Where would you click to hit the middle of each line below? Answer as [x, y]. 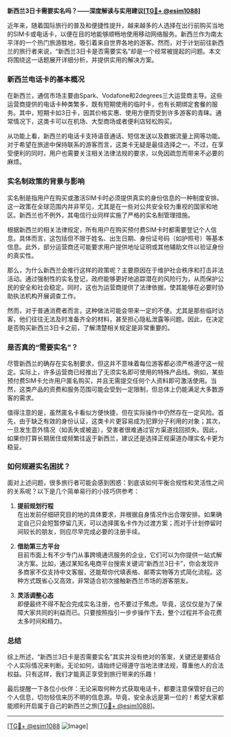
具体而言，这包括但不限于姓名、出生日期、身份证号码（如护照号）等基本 [121, 238]
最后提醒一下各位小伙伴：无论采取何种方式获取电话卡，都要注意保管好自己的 [115, 689]
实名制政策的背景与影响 [46, 182]
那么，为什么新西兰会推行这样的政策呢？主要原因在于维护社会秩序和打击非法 [115, 270]
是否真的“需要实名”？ [43, 347]
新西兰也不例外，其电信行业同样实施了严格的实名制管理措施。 [106, 215]
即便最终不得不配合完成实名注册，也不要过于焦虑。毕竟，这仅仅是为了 [117, 604]
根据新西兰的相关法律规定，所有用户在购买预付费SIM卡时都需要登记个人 [109, 229]
